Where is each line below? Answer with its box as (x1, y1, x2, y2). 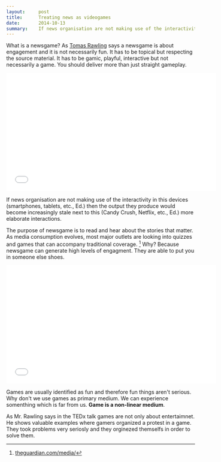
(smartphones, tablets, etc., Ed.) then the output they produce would (6, 202, 175, 210)
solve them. (6, 431, 35, 439)
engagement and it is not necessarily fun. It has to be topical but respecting (6, 49, 193, 56)
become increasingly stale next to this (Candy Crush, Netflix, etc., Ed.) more (6, 209, 193, 216)
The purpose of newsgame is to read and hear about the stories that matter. (6, 227, 193, 234)
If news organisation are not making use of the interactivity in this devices (6, 196, 189, 203)
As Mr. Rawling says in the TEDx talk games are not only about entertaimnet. (6, 412, 195, 420)
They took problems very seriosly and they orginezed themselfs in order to (6, 425, 190, 433)
